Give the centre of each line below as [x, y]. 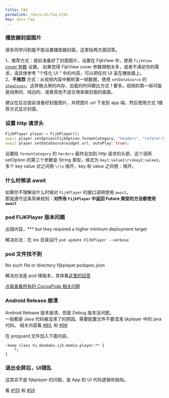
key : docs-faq [20, 19]
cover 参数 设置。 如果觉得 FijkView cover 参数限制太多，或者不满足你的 [80, 66]
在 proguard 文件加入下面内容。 [38, 336]
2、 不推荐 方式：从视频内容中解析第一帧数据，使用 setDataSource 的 [76, 79]
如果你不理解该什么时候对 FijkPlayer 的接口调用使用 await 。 [68, 192]
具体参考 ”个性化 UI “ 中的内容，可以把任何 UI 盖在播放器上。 [81, 73]
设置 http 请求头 [24, 123]
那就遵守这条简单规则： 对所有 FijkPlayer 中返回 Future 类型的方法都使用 [80, 198]
